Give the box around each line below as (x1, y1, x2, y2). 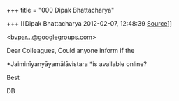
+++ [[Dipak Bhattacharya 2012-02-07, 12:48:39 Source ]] (6, 20, 172, 27)
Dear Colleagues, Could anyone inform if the (6, 47, 135, 54)
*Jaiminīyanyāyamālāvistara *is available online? (6, 60, 148, 68)
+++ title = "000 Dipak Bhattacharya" (6, 6, 115, 14)
